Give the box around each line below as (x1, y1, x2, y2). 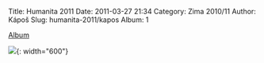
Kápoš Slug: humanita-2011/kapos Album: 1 (8, 15, 149, 24)
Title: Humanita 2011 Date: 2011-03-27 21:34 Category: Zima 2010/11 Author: (8, 7, 256, 16)
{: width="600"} (16, 46, 69, 56)
